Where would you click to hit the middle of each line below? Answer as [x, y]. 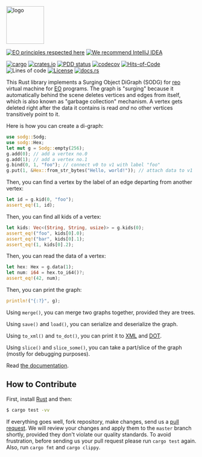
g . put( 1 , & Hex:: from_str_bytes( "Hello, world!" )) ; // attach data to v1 [99, 171]
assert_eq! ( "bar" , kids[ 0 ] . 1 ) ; [46, 239]
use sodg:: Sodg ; [27, 137]
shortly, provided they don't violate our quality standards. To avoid [89, 434]
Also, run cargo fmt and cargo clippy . [53, 447]
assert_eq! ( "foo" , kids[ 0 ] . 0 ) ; [46, 233]
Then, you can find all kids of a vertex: [54, 216]
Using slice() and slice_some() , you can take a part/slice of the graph [94, 347]
